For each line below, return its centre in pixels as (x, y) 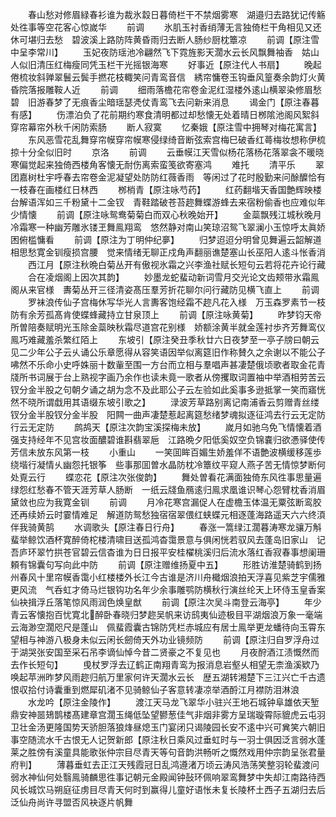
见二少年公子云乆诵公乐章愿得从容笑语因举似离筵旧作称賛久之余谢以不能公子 (168, 352)
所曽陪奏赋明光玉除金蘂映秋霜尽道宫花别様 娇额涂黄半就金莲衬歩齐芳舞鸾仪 (168, 327)
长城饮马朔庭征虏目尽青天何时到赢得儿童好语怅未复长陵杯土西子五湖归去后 (172, 789)
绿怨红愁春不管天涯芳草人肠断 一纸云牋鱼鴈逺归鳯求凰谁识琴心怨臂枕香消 (163, 489)
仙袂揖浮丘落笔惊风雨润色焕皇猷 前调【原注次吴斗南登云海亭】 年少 (166, 602)
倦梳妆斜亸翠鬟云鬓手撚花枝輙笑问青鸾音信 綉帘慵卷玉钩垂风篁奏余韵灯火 (163, 77)
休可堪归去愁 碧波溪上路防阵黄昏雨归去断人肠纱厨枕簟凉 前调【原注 (160, 39)
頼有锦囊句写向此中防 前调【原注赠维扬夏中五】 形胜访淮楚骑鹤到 (161, 564)
